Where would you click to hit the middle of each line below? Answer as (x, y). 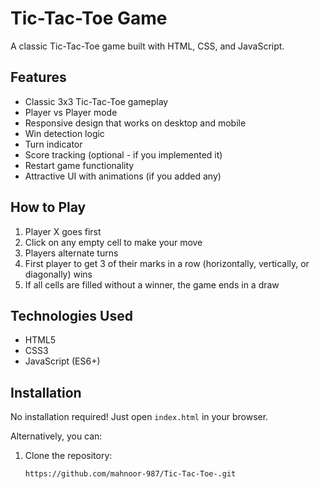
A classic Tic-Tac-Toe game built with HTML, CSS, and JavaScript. (147, 46)
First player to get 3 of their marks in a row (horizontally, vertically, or (167, 263)
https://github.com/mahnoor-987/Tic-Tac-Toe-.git (130, 474)
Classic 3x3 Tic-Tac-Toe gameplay (96, 101)
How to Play (48, 207)
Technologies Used (71, 315)
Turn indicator (53, 144)
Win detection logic (64, 133)
